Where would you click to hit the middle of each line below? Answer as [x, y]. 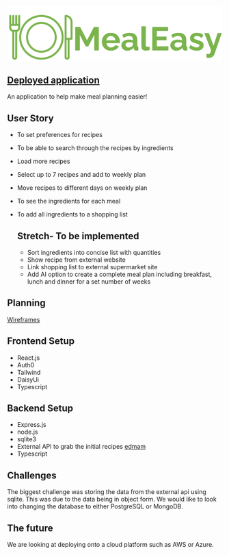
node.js [28, 432]
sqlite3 [26, 439]
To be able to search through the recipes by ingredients [95, 148]
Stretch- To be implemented [78, 236]
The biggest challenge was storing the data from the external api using [107, 492]
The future [30, 528]
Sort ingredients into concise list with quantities [94, 253]
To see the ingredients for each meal [69, 201]
